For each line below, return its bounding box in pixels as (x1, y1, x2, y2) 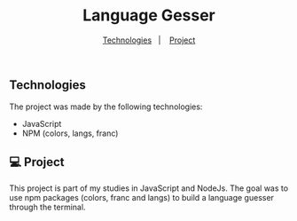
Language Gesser (82, 5, 215, 26)
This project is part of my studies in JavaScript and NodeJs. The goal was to (9, 183, 289, 193)
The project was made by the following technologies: (9, 101, 203, 112)
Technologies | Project (102, 35, 196, 45)
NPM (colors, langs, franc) (21, 128, 119, 138)
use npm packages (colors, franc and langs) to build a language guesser (9, 192, 275, 202)
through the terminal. (9, 201, 86, 212)
